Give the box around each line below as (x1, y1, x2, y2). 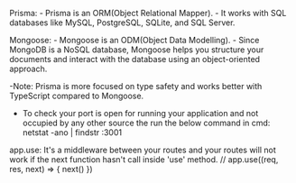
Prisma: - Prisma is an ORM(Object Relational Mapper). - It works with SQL (9, 8, 287, 18)
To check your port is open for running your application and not (22, 108, 259, 118)
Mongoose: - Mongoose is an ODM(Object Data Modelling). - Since (9, 35, 260, 45)
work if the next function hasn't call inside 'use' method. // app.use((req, (9, 154, 279, 165)
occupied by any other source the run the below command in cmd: (22, 117, 271, 128)
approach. (9, 63, 48, 74)
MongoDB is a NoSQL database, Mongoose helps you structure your (9, 44, 264, 55)
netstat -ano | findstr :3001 (22, 127, 123, 138)
